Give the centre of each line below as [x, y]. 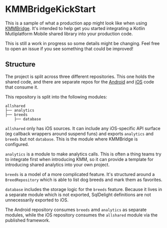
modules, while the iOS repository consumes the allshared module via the [82, 215]
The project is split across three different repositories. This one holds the [80, 76]
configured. [17, 144]
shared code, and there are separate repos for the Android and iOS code [80, 81]
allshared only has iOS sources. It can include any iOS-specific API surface [83, 128]
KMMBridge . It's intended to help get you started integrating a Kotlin [75, 28]
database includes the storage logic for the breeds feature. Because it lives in [84, 189]
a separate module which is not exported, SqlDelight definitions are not [78, 194]
